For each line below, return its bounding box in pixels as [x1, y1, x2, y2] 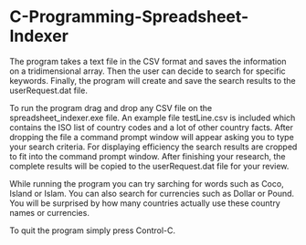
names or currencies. [9, 207, 90, 218]
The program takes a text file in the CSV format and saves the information [9, 56, 287, 66]
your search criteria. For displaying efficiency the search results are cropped [9, 141, 298, 152]
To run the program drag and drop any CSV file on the [9, 102, 213, 113]
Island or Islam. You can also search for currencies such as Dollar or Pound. [9, 188, 295, 199]
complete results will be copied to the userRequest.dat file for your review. [9, 160, 290, 171]
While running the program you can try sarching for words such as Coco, [9, 178, 285, 189]
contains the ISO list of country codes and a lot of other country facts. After [9, 121, 294, 133]
